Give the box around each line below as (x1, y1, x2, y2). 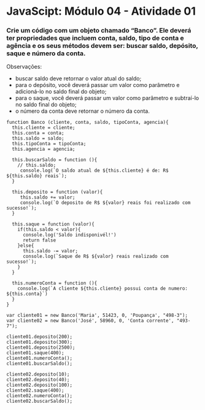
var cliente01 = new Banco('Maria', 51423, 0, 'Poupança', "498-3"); (6, 313, 188, 319)
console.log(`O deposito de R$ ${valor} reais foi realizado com (20, 200, 191, 206)
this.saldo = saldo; (12, 135, 64, 142)
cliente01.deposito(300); (6, 339, 72, 346)
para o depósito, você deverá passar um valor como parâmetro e (15, 82, 180, 89)
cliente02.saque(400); (6, 387, 64, 393)
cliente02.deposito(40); (6, 377, 70, 383)
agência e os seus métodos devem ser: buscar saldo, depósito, (6, 42, 198, 50)
